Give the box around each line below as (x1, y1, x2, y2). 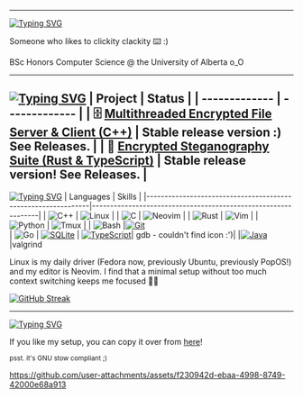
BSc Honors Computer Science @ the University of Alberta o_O (9, 57, 244, 68)
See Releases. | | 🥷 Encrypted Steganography (9, 139, 270, 154)
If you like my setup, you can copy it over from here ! (9, 336, 203, 347)
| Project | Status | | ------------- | (88, 91, 281, 106)
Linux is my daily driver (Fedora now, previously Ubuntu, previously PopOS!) (9, 256, 292, 267)
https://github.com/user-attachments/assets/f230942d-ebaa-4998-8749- (9, 369, 286, 380)
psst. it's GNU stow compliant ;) (9, 353, 108, 363)
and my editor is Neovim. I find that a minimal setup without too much (9, 266, 268, 276)
